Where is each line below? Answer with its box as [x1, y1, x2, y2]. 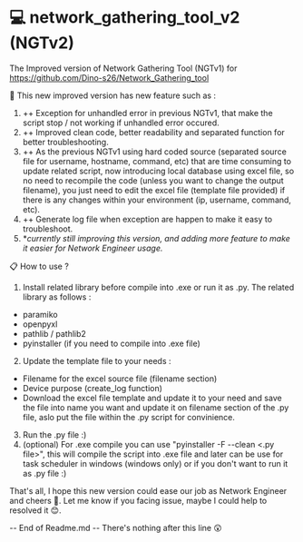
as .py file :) [22, 468, 67, 478]
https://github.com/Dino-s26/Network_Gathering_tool [9, 72, 210, 83]
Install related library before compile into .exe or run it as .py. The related [22, 281, 295, 292]
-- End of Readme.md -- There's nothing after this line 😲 [9, 522, 222, 533]
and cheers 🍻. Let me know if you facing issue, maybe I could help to [9, 495, 268, 506]
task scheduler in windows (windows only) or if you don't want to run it [22, 458, 288, 468]
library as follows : [22, 291, 92, 302]
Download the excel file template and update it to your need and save [22, 392, 283, 403]
